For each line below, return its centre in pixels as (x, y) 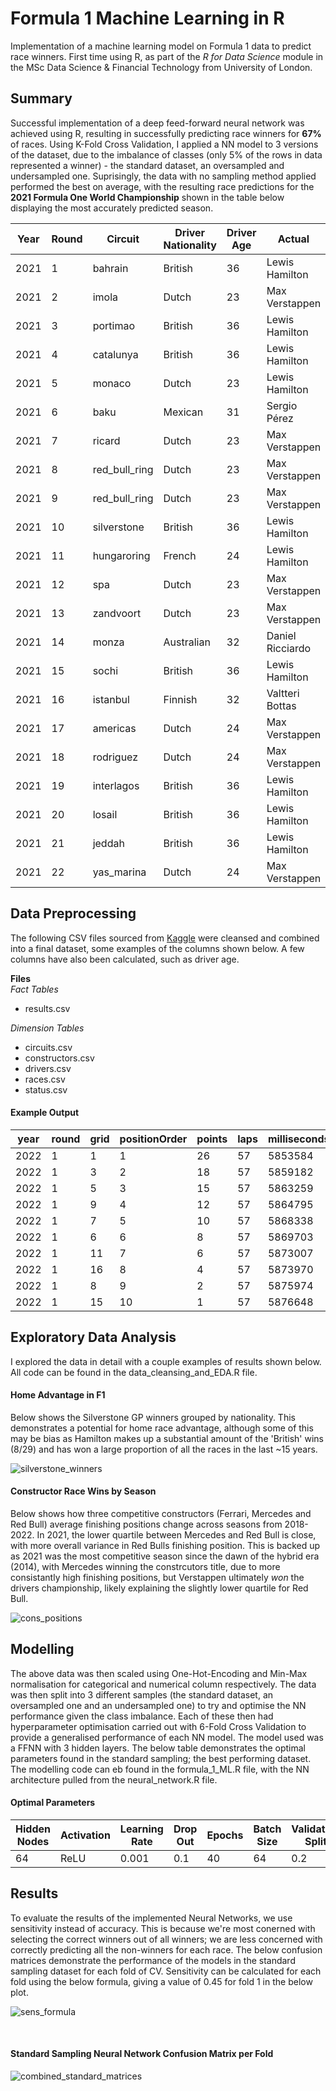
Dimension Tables (47, 1028)
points (212, 1139)
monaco (112, 383)
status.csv (46, 1089)
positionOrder (153, 1139)
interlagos (116, 785)
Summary (41, 98)
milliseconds (298, 1139)
